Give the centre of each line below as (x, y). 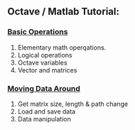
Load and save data (47, 111)
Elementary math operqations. (62, 47)
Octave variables (42, 63)
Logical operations (45, 55)
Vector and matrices (47, 70)
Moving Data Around (44, 88)
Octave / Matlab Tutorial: (63, 12)
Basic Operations (38, 32)
